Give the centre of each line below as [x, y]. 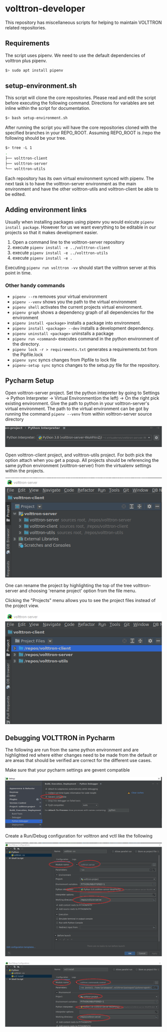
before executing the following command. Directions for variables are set [80, 103]
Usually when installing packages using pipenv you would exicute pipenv [80, 222]
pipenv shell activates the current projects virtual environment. [78, 307]
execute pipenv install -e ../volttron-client [61, 247]
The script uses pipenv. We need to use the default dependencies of [75, 55]
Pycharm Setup [30, 381]
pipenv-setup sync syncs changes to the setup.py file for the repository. [86, 365]
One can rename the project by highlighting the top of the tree [69, 586]
